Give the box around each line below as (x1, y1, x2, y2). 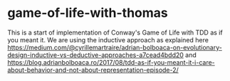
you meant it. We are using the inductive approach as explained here (7, 35, 209, 44)
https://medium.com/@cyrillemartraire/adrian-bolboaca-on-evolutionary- (7, 43, 222, 51)
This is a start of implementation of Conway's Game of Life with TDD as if (7, 28, 223, 37)
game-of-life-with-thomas (7, 5, 169, 21)
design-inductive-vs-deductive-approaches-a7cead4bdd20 (7, 51, 184, 59)
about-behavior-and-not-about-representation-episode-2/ (7, 66, 179, 74)
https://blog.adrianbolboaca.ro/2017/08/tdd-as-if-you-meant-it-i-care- (7, 58, 215, 66)
